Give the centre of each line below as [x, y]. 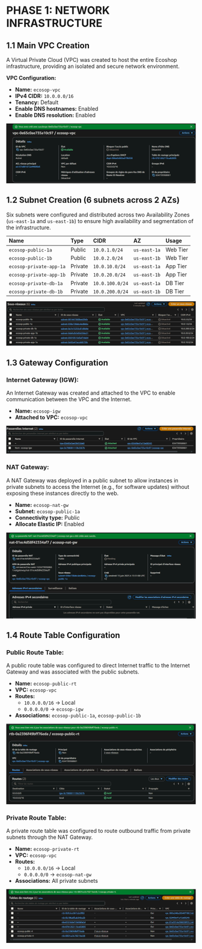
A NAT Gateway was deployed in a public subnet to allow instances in [92, 480]
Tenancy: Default [37, 102]
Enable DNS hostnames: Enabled [57, 109]
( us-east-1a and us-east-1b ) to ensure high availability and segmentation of [100, 221]
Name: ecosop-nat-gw [42, 505]
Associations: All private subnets [56, 881]
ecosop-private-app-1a [37, 267]
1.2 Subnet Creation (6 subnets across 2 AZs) [93, 200]
